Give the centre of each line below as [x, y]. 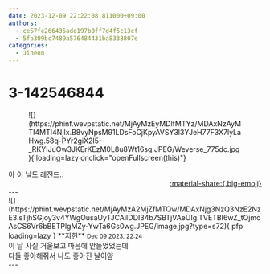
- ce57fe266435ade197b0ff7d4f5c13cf [77, 31]
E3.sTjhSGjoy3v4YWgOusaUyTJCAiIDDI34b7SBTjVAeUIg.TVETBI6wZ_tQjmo [135, 217]
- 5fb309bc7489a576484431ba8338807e [77, 38]
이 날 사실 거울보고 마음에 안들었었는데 [68, 245]
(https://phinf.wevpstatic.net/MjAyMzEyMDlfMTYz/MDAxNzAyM [135, 123]
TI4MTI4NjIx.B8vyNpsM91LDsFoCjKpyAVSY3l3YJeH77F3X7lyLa [135, 132]
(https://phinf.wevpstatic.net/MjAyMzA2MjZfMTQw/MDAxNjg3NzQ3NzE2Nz [135, 209]
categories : [28, 46]
